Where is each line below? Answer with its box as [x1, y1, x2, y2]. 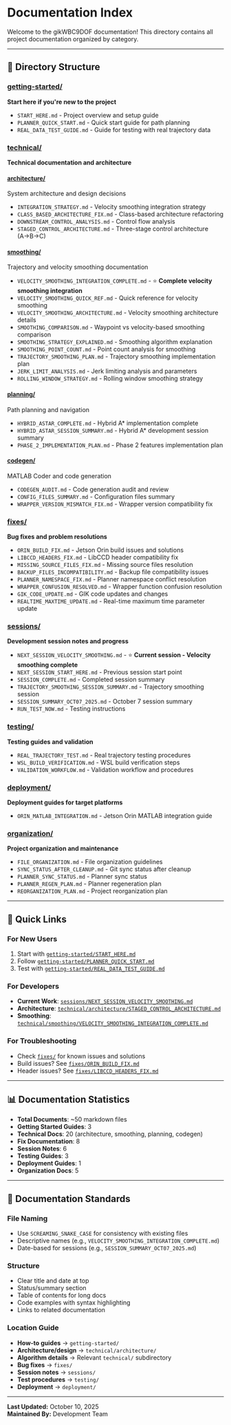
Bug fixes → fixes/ [16, 1360, 73, 1369]
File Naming [7, 1213, 48, 1223]
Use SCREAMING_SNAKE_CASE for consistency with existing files [16, 1230, 188, 1237]
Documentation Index [7, 5, 133, 21]
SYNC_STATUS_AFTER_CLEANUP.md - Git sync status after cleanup [16, 865, 191, 873]
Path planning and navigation [7, 405, 90, 414]
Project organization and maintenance [7, 844, 119, 853]
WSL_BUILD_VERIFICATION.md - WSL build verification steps [16, 758, 180, 767]
